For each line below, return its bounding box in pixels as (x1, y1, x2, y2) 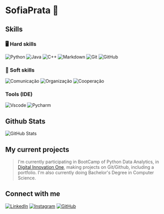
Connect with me (5, 190, 61, 198)
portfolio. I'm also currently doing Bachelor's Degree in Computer (17, 170, 154, 176)
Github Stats (5, 117, 46, 126)
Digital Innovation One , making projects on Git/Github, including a (17, 164, 154, 170)
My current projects (5, 145, 69, 154)
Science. (17, 175, 36, 181)
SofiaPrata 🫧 (5, 5, 59, 16)
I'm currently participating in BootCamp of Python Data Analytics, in (17, 159, 159, 165)
